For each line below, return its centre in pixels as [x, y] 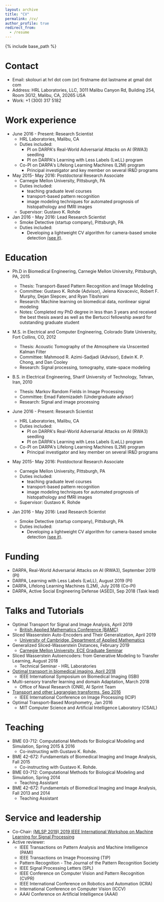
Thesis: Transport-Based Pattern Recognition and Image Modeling [86, 286]
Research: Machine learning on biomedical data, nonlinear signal [85, 301]
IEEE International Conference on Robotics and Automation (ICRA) [86, 883]
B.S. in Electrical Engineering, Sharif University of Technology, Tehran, [83, 377]
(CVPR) [27, 878]
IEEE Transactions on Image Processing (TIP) [65, 857]
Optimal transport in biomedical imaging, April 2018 [64, 671]
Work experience [41, 120]
